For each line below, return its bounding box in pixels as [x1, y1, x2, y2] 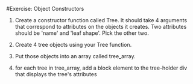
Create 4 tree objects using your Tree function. [14, 41, 132, 48]
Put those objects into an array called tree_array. [14, 53, 136, 59]
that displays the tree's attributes [14, 71, 98, 77]
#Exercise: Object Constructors [6, 5, 84, 12]
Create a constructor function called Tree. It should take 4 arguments [14, 17, 188, 23]
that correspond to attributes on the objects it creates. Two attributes [14, 23, 187, 30]
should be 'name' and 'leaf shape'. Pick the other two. [14, 29, 149, 37]
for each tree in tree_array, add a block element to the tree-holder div [14, 64, 188, 71]
